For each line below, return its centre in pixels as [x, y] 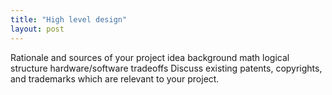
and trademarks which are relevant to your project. [115, 78]
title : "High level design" [69, 19]
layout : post [37, 29]
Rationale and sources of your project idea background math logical [150, 57]
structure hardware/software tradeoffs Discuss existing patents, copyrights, [166, 68]
